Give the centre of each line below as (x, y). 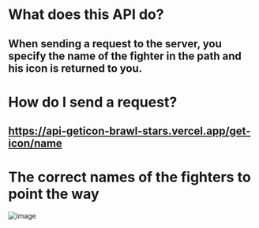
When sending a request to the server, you (115, 44)
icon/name (36, 144)
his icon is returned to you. (75, 68)
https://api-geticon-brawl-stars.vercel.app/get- (129, 131)
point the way (54, 194)
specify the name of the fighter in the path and (125, 56)
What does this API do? (86, 15)
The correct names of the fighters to (129, 177)
